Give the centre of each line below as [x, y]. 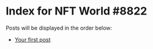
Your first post [32, 39]
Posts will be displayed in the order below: [59, 28]
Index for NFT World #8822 [76, 11]
